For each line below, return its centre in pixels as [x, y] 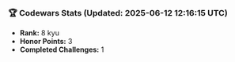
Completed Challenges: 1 [62, 49]
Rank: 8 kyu [39, 33]
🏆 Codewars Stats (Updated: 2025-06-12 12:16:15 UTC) [118, 13]
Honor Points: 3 [46, 42]
